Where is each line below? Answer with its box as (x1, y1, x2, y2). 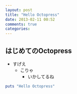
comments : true (5, 21, 37, 27)
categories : (5, 26, 30, 32)
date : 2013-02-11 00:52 (5, 17, 55, 22)
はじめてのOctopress (5, 46, 72, 55)
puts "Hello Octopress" (5, 83, 55, 89)
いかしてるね (27, 73, 54, 79)
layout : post (5, 7, 33, 13)
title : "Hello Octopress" (5, 12, 59, 17)
